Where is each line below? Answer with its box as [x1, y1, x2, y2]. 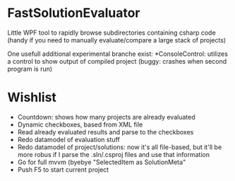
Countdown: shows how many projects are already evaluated [17, 112, 195, 121]
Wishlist [7, 90, 56, 105]
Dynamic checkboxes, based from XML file [17, 120, 143, 129]
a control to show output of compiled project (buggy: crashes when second [7, 57, 227, 65]
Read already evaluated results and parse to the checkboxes [17, 127, 194, 136]
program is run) [7, 64, 53, 73]
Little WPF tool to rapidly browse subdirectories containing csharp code [7, 28, 217, 37]
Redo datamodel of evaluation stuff [17, 135, 120, 144]
